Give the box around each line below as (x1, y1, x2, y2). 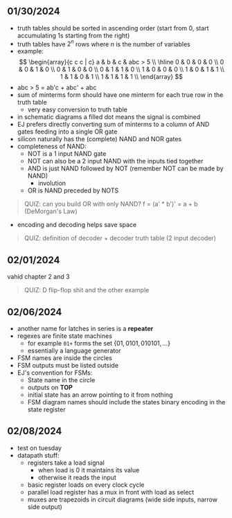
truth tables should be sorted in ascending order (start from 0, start (17, 24, 209, 32)
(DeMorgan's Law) (24, 207, 78, 215)
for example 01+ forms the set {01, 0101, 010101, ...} (27, 339, 171, 348)
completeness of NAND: (17, 142, 87, 151)
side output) (27, 502, 62, 511)
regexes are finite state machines (17, 332, 113, 340)
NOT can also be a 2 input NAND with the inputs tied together (27, 157, 204, 166)
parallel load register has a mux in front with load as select (27, 488, 195, 496)
